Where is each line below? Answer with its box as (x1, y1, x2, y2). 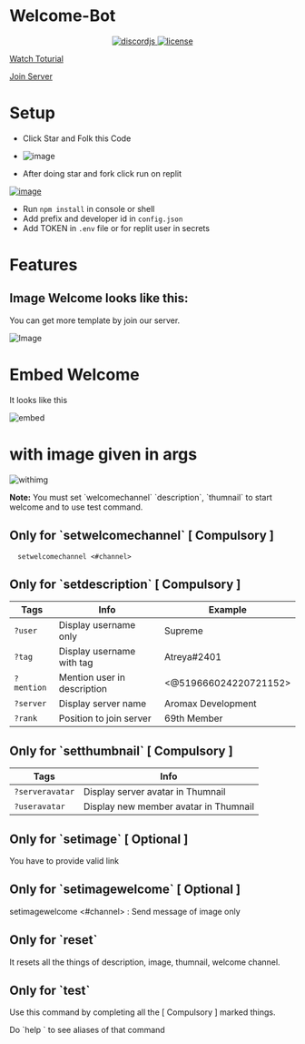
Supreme (164, 624, 203, 637)
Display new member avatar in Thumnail (83, 800, 255, 813)
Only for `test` (9, 983, 91, 998)
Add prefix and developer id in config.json (22, 213, 183, 224)
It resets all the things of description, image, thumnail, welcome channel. (9, 957, 280, 968)
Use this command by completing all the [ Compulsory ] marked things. (9, 1007, 276, 1018)
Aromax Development (164, 697, 257, 710)
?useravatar (14, 802, 66, 812)
